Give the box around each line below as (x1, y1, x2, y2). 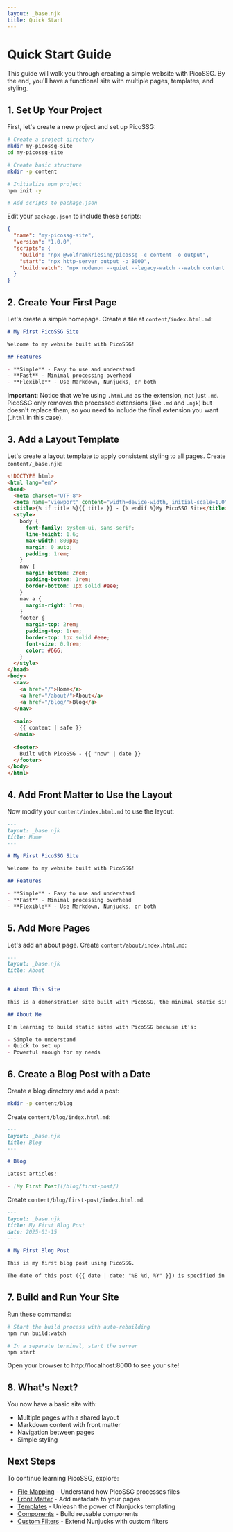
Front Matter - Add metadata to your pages (17, 1495, 141, 1503)
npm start (7, 1349, 36, 1356)
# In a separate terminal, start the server (7, 1342, 138, 1349)
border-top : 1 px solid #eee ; (25, 634, 110, 641)
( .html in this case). (7, 414, 64, 422)
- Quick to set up (7, 1043, 60, 1050)
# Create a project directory (7, 136, 95, 143)
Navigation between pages (17, 1428, 95, 1437)
